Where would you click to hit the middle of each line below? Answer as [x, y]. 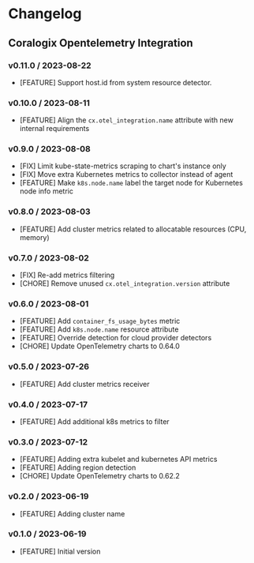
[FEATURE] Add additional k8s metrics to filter [94, 421]
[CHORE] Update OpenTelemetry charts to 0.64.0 [99, 346]
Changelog [45, 14]
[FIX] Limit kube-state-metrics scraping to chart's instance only [123, 166]
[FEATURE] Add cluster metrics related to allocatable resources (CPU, [133, 229]
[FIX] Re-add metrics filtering [67, 275]
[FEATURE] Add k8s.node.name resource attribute [99, 329]
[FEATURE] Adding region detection [78, 467]
